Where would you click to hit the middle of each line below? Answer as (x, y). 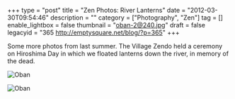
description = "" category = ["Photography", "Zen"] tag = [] (137, 18)
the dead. (21, 61)
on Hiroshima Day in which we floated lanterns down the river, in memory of (118, 53)
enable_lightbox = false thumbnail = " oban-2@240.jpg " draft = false (107, 25)
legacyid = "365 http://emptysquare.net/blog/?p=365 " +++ (93, 32)
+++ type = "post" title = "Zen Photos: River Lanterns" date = (97, 10)
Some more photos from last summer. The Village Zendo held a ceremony (115, 46)
